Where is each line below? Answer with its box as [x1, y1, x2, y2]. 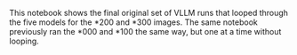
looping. [9, 35, 40, 46]
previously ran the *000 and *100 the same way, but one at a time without [9, 27, 282, 36]
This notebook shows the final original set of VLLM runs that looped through [9, 8, 289, 18]
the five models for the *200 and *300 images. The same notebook [9, 17, 258, 27]
